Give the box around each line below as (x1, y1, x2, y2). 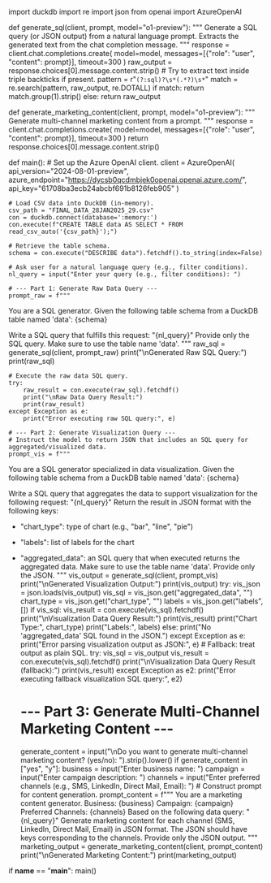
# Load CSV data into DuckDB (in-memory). (8, 199, 154, 207)
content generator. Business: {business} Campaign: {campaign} (19, 798, 234, 807)
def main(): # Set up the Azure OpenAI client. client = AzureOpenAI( (8, 158, 235, 167)
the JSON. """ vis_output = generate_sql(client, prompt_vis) (19, 570, 219, 580)
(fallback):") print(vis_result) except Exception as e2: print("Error (19, 665, 237, 675)
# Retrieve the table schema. (8, 242, 111, 250)
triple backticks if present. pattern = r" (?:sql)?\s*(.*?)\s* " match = (8, 75, 239, 84)
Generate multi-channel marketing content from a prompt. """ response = (8, 116, 254, 125)
